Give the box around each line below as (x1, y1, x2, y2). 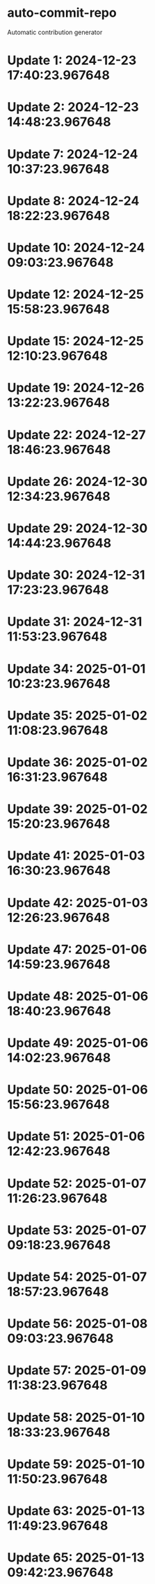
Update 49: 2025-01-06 (7, 1035, 149, 1051)
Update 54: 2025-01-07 (7, 1269, 147, 1284)
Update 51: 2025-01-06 (7, 1129, 145, 1145)
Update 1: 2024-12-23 (7, 52, 137, 68)
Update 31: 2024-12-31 (7, 614, 142, 630)
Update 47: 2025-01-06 (7, 941, 147, 958)
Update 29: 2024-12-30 (7, 520, 148, 536)
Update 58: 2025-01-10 (7, 1409, 145, 1425)
